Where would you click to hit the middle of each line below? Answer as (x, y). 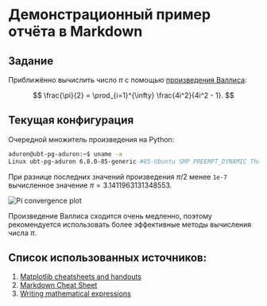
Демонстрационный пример (110, 15)
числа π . (23, 233)
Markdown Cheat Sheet (58, 285)
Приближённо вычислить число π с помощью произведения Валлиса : (128, 80)
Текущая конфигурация (71, 120)
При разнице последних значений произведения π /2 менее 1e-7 (118, 176)
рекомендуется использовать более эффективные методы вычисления (130, 224)
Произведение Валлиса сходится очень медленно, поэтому (110, 215)
